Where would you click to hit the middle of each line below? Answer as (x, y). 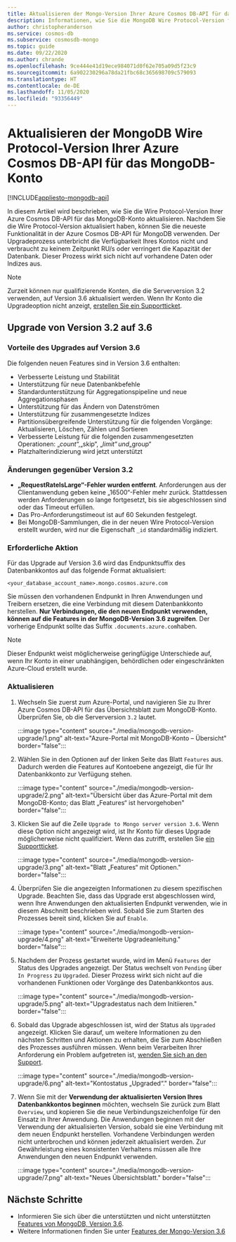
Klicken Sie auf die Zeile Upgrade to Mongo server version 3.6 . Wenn (118, 823)
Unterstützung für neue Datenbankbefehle (79, 384)
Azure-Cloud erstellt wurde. (47, 669)
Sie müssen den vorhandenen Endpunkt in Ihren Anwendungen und (105, 596)
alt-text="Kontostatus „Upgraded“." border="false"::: (142, 1083)
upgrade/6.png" (41, 1083)
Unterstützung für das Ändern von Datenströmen (88, 406)
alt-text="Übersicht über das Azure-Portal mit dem (139, 795)
